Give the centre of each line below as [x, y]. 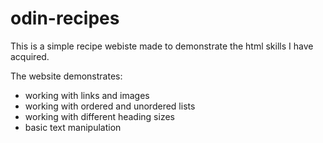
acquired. [30, 56]
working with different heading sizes [99, 116]
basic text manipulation [73, 127]
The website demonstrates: [66, 76]
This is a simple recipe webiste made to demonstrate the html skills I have [162, 46]
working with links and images [87, 95]
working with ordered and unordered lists [110, 106]
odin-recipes [65, 18]
